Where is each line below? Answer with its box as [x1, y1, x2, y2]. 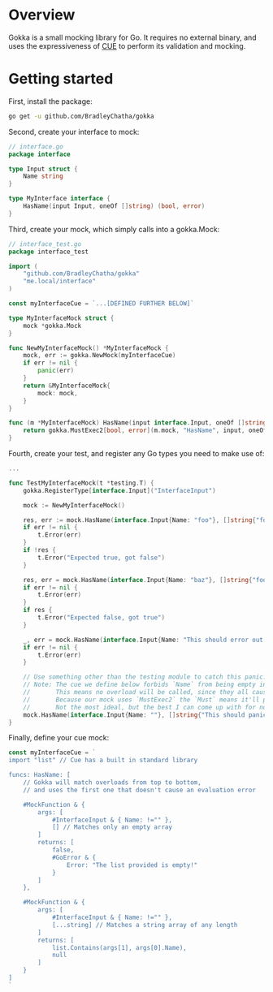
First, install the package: [8, 96, 93, 106]
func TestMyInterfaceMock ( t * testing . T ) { [8, 479, 154, 487]
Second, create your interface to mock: [8, 127, 140, 136]
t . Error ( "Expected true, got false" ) [37, 554, 165, 562]
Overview [8, 6, 76, 24]
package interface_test [8, 248, 89, 256]
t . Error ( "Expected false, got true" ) [37, 614, 165, 622]
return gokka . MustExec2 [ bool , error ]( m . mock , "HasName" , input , [23, 426, 245, 435]
